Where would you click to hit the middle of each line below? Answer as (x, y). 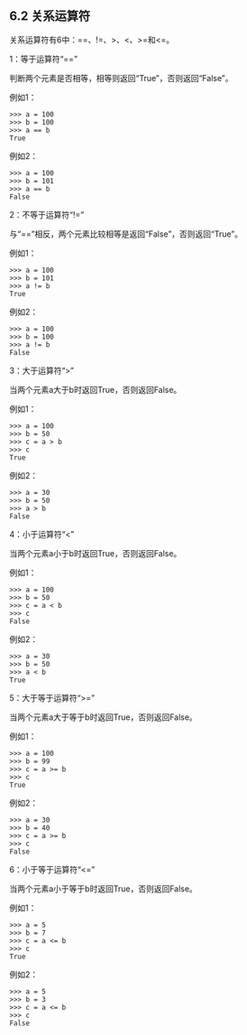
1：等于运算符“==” (44, 59)
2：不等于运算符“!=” (47, 214)
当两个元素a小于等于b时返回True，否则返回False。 (104, 889)
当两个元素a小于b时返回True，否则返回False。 (96, 553)
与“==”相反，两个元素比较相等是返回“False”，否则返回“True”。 (126, 234)
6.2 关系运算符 (50, 16)
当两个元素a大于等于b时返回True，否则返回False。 (104, 717)
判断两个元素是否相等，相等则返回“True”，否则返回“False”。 (121, 78)
